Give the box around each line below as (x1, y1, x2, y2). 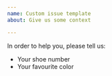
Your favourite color (17, 62, 74, 70)
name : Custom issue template (7, 10, 91, 17)
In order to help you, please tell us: (7, 41, 106, 50)
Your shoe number (17, 55, 71, 63)
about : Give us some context (7, 17, 91, 23)
